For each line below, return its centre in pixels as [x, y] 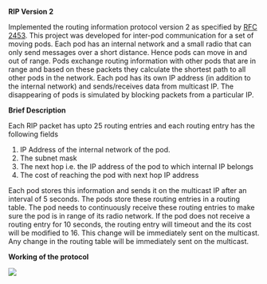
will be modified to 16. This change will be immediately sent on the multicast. [134, 233]
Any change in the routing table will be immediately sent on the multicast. [129, 241]
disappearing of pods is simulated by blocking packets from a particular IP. [131, 95]
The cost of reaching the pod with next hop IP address [109, 175]
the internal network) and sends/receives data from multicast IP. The [121, 86]
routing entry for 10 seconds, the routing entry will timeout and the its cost [130, 224]
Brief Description [37, 110]
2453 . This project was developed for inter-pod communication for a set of [131, 35]
